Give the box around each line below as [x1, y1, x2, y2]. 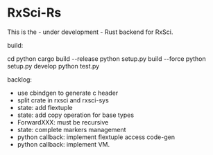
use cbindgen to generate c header [17, 89, 119, 97]
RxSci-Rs [7, 5, 62, 21]
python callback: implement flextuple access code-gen [17, 133, 176, 141]
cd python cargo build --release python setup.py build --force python [7, 54, 206, 63]
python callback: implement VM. [17, 140, 110, 148]
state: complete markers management [17, 125, 126, 134]
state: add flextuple [17, 103, 73, 111]
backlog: [7, 75, 33, 84]
